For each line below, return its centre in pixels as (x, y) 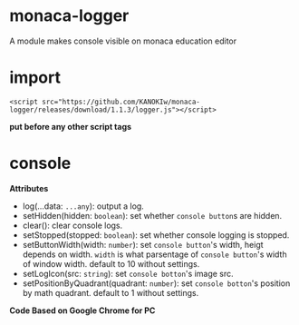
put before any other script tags (71, 126)
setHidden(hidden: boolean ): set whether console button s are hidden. (152, 215)
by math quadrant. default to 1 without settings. (111, 292)
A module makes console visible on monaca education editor (123, 41)
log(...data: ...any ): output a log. (83, 206)
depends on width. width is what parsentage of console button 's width (154, 254)
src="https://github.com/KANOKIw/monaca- (121, 102)
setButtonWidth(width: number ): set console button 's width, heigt (143, 244)
